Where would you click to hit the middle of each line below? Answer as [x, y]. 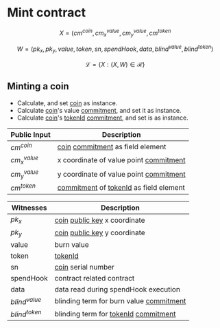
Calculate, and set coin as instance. [67, 103]
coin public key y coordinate [100, 233]
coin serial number [85, 267]
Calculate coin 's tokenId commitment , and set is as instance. [102, 118]
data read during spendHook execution [117, 289]
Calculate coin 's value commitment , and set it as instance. [99, 110]
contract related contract [95, 278]
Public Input [31, 134]
